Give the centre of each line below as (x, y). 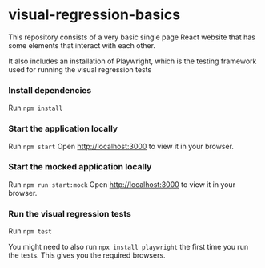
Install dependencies (50, 90)
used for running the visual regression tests (80, 69)
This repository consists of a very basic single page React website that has (132, 37)
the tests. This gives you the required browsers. (87, 255)
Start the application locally (63, 128)
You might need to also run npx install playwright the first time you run (128, 247)
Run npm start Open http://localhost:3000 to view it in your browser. (121, 146)
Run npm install (36, 108)
